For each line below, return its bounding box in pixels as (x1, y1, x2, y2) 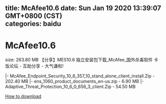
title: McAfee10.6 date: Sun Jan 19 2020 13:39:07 (5, 4, 161, 12)
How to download (5, 93, 41, 99)
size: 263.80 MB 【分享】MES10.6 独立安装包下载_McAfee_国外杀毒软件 (5, 57, 153, 63)
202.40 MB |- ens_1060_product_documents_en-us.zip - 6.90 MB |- (5, 78, 144, 84)
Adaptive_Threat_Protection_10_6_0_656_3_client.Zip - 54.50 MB (5, 83, 136, 89)
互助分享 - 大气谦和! (22, 63, 64, 69)
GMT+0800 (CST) (5, 12, 62, 20)
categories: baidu (5, 19, 61, 28)
